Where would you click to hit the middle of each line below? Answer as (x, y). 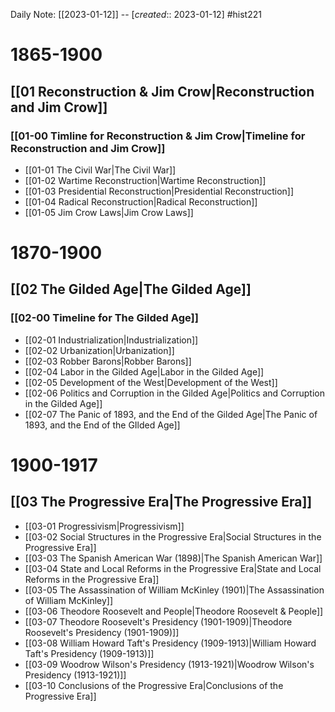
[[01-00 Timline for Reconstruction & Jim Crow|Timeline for (158, 136)
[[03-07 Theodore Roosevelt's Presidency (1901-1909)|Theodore (158, 621)
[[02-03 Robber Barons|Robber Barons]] (108, 361)
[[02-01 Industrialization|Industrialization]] (111, 340)
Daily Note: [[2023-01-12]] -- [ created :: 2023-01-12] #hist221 (136, 14)
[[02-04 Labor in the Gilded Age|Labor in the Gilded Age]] (144, 371)
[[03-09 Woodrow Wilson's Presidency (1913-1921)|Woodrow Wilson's (169, 664)
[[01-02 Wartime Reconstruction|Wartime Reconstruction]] (145, 180)
